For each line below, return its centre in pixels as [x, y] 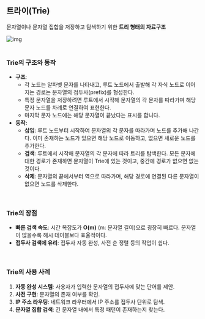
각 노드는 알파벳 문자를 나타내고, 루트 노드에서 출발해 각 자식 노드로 [104, 85]
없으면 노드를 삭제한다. [51, 184]
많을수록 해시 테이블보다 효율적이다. [64, 235]
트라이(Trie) [28, 11]
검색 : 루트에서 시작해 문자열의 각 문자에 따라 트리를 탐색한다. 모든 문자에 [110, 153]
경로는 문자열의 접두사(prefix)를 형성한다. [85, 92]
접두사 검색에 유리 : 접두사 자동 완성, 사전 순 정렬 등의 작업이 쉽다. [92, 243]
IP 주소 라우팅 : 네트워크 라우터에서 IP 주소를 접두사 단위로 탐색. [90, 302]
